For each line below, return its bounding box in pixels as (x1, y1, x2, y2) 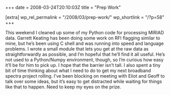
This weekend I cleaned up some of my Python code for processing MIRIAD (5, 30, 164, 35)
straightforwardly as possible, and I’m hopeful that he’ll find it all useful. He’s (5, 51, 165, 57)
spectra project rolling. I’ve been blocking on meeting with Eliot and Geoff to (5, 73, 165, 79)
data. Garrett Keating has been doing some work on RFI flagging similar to (5, 35, 160, 41)
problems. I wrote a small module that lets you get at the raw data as (5, 46, 149, 52)
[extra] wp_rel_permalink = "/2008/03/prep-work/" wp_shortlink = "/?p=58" (5, 14, 164, 20)
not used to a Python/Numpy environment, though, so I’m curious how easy (5, 57, 164, 63)
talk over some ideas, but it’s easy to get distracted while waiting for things (5, 79, 162, 84)
